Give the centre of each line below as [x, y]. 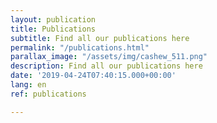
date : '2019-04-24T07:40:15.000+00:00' [93, 76]
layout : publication [53, 19]
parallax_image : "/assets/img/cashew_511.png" [109, 57]
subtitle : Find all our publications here [100, 38]
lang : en [28, 85]
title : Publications [53, 29]
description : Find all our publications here [106, 66]
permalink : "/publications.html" [80, 47]
